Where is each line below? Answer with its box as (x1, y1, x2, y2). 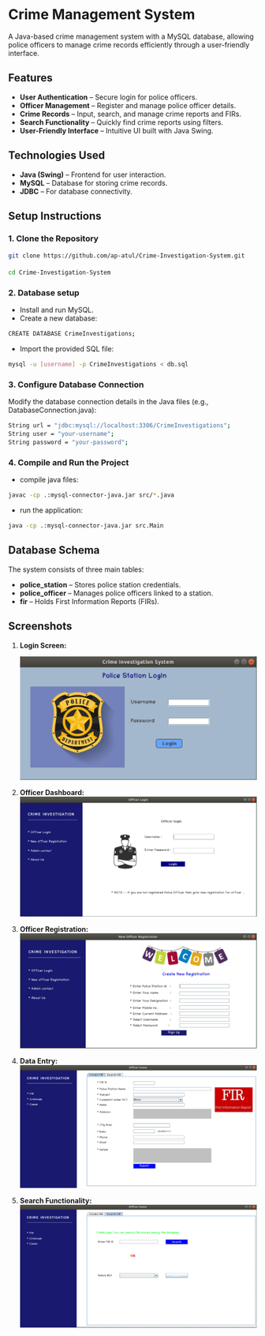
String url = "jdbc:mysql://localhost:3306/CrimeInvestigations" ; (8, 422, 231, 430)
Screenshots (8, 620, 73, 633)
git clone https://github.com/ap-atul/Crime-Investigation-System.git (8, 252, 245, 260)
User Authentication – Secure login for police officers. (19, 92, 198, 102)
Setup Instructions (8, 209, 102, 223)
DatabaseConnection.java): (8, 405, 97, 415)
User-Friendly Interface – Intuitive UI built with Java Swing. (19, 126, 214, 135)
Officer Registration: (19, 924, 89, 933)
